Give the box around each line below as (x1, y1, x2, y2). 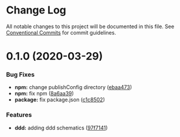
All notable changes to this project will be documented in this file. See (6, 23, 175, 30)
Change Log (6, 4, 66, 17)
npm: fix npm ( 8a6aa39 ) (14, 90, 74, 97)
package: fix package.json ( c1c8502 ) (14, 96, 106, 103)
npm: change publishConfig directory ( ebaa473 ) (14, 84, 133, 91)
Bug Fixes (6, 71, 35, 79)
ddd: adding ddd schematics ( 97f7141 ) (14, 124, 108, 131)
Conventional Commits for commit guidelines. (6, 29, 116, 36)
